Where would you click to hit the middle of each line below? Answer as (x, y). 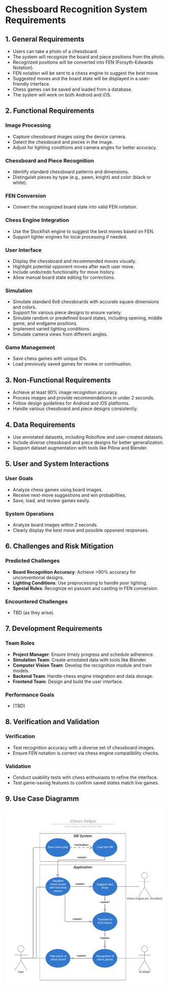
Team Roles (20, 643)
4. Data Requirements (40, 425)
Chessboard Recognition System (76, 9)
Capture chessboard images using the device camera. (69, 136)
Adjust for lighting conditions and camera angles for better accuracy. (85, 147)
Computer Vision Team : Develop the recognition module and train (82, 665)
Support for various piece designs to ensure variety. (67, 313)
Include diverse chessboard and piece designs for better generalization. (88, 442)
